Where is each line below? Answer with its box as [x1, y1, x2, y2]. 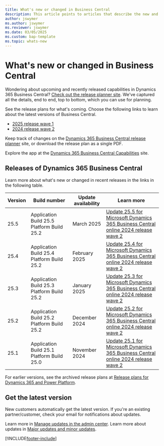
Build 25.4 [31, 250, 55, 256]
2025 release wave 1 [12, 120, 54, 127]
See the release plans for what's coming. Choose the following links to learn [5, 106, 158, 112]
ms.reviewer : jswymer [5, 25, 49, 30]
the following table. [5, 182, 44, 188]
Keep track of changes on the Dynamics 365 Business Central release [5, 135, 146, 141]
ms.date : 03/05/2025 [5, 30, 47, 35]
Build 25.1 [31, 347, 55, 353]
